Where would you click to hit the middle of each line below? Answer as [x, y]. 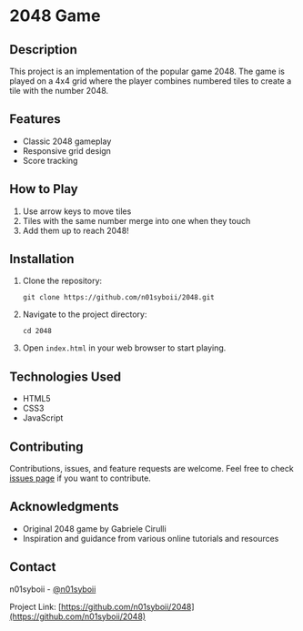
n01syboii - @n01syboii [53, 589]
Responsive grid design [67, 150]
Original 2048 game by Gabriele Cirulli [94, 528]
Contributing [46, 447]
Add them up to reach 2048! [76, 230]
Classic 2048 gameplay [67, 141]
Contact [33, 567]
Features [35, 119]
